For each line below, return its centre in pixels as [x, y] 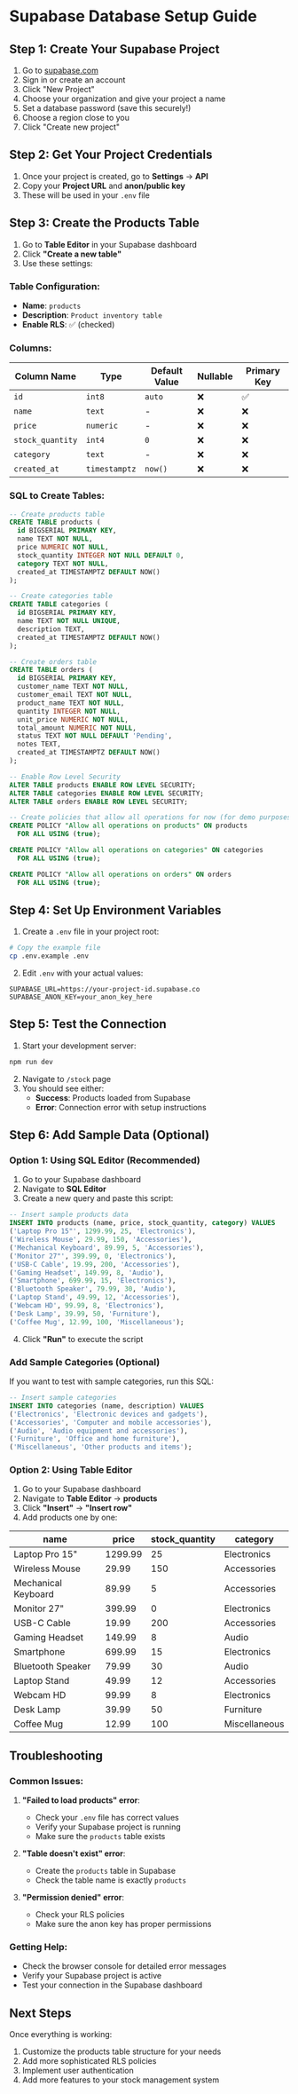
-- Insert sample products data [69, 1215]
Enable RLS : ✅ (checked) [68, 324]
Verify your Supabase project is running [108, 1827]
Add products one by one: [70, 1517]
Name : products [51, 305]
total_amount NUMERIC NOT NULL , [77, 728]
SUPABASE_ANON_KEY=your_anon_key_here [81, 997]
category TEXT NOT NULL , [63, 564]
